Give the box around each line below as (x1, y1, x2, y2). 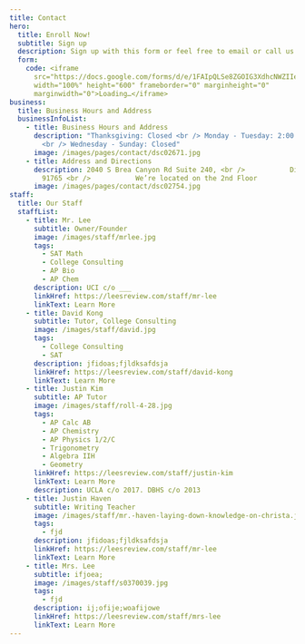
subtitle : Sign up (17, 38, 88, 48)
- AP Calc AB (42, 418, 92, 427)
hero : (9, 22, 30, 31)
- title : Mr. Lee (25, 215, 92, 225)
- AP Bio (42, 267, 75, 276)
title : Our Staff (17, 199, 84, 209)
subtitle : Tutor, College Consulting (33, 317, 177, 327)
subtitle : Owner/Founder (33, 224, 128, 233)
